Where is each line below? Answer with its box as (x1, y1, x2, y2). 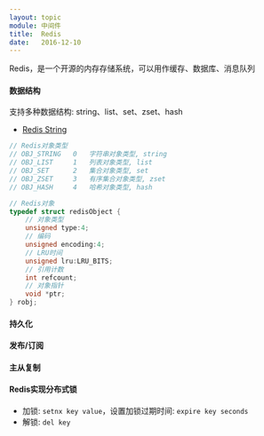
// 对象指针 (25, 281, 64, 290)
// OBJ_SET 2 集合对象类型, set (9, 166, 149, 176)
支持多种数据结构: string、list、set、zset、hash (9, 107, 184, 117)
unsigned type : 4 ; (25, 224, 90, 233)
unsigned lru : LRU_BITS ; (25, 257, 114, 266)
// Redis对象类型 (9, 141, 68, 151)
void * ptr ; (25, 289, 66, 298)
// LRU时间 (25, 248, 63, 258)
